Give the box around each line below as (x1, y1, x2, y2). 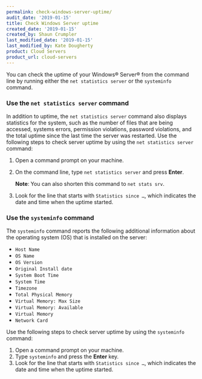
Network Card (15, 318, 48, 324)
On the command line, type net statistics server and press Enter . (15, 168, 184, 176)
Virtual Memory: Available (15, 305, 83, 311)
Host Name (15, 247, 41, 253)
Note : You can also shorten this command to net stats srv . (15, 180, 165, 187)
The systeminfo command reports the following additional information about (6, 227, 195, 234)
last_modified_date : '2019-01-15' (6, 37, 94, 43)
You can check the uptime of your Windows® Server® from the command (6, 70, 189, 78)
